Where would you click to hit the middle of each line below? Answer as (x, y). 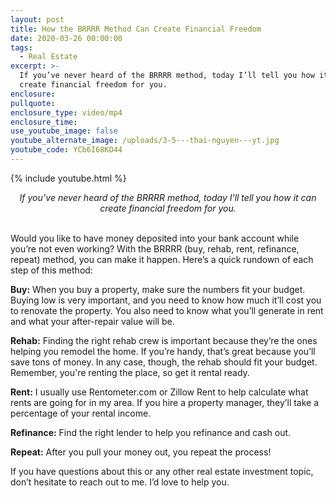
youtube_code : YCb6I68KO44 (66, 150)
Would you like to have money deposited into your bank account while (155, 238)
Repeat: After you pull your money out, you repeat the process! (141, 452)
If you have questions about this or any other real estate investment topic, (162, 471)
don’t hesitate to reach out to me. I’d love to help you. (120, 482)
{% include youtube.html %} (68, 178)
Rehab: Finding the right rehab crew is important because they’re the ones (164, 340)
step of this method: (51, 270)
